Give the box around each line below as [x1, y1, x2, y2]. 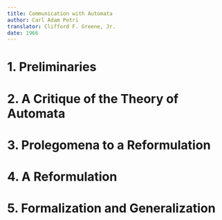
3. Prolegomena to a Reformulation [7, 137, 211, 153]
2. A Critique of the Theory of [7, 91, 178, 107]
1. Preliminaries [7, 59, 97, 75]
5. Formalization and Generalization [7, 201, 216, 217]
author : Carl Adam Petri [7, 17, 79, 24]
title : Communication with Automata [7, 10, 113, 17]
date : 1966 [7, 29, 39, 37]
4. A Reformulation [7, 169, 118, 184]
